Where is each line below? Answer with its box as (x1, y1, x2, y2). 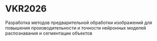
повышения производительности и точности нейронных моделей (5, 24, 146, 30)
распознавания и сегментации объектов (5, 30, 93, 36)
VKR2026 (5, 3, 47, 14)
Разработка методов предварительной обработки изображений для (5, 19, 152, 25)
